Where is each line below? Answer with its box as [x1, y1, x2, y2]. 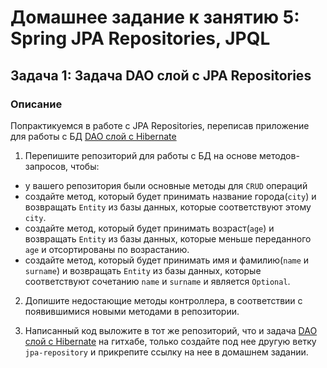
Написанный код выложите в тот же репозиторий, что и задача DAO [24, 324, 318, 336]
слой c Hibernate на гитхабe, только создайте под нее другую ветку [24, 335, 317, 347]
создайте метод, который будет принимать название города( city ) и [24, 190, 317, 202]
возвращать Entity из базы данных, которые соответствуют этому [24, 201, 312, 213]
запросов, [24, 160, 69, 172]
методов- [259, 149, 300, 161]
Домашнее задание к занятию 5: [10, 6, 300, 29]
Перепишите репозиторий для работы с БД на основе [24, 149, 258, 161]
